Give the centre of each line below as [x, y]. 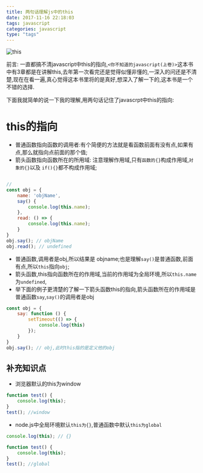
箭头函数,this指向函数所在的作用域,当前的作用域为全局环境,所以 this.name [106, 274]
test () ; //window [28, 412]
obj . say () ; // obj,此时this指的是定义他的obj [61, 348]
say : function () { [42, 314]
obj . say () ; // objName [35, 240]
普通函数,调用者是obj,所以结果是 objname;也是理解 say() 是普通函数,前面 [104, 259]
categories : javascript [36, 29]
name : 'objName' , [39, 196]
